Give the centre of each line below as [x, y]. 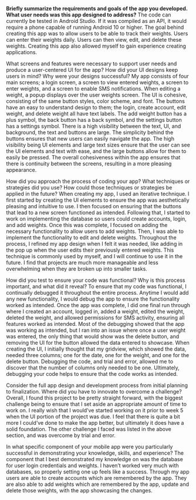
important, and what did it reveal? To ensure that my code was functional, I [96, 286]
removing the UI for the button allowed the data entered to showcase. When [98, 343]
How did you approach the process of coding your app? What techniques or [98, 181]
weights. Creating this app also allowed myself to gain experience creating [96, 46]
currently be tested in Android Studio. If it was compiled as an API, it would [96, 21]
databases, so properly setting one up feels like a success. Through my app [98, 472]
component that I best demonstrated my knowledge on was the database [94, 459]
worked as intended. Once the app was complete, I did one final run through [98, 305]
